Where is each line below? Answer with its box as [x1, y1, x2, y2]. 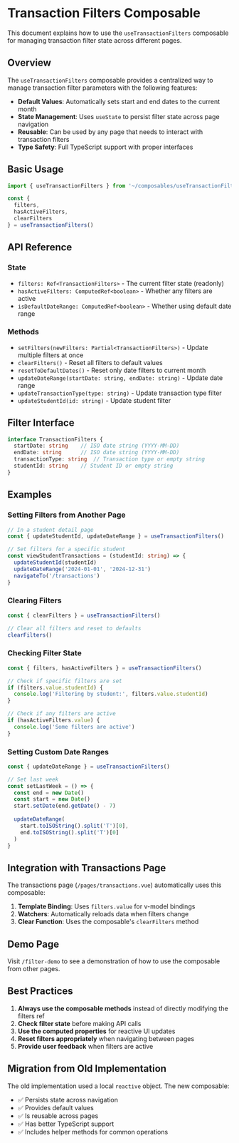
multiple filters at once [17, 351, 84, 359]
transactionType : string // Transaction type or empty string [14, 456, 205, 463]
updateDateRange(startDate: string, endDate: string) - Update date [17, 373, 223, 382]
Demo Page [7, 938, 60, 950]
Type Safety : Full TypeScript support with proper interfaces [17, 143, 193, 151]
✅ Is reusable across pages [17, 1111, 99, 1120]
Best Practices [7, 985, 73, 998]
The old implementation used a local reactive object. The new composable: [7, 1082, 230, 1090]
